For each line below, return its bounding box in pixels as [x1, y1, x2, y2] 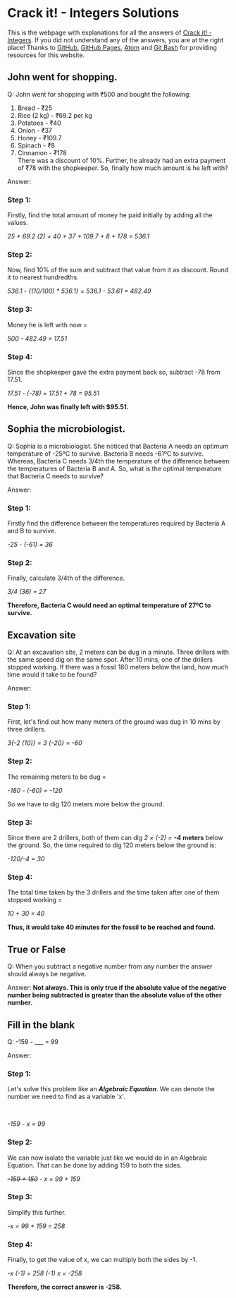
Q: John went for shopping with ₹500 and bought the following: [7, 90, 192, 98]
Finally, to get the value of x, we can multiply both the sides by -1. [7, 1256, 197, 1264]
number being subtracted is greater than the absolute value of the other [7, 991, 222, 1000]
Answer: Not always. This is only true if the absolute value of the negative [7, 983, 227, 992]
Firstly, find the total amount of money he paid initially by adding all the [7, 211, 213, 219]
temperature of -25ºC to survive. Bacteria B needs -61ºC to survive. [7, 449, 204, 458]
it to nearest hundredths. [7, 273, 79, 281]
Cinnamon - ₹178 [17, 148, 67, 157]
